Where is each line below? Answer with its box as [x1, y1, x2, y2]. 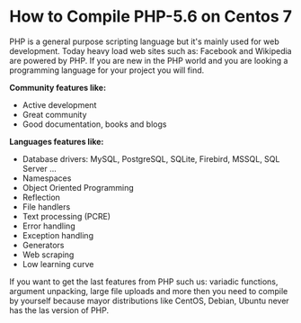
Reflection [22, 192, 61, 202]
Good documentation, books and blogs [22, 119, 167, 130]
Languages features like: [9, 136, 104, 147]
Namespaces [22, 173, 72, 184]
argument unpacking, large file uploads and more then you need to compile [9, 285, 288, 296]
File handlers [22, 201, 71, 212]
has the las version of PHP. [9, 304, 110, 316]
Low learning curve [22, 258, 94, 269]
